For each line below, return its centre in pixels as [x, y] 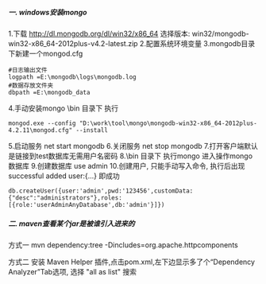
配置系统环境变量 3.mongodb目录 [200, 43]
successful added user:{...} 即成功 [64, 176]
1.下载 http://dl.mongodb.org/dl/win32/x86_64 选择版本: [99, 33]
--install [92, 130]
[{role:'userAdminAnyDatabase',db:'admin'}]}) [87, 204]
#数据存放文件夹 [31, 85]
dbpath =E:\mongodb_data [49, 92]
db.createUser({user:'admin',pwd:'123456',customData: [101, 191]
